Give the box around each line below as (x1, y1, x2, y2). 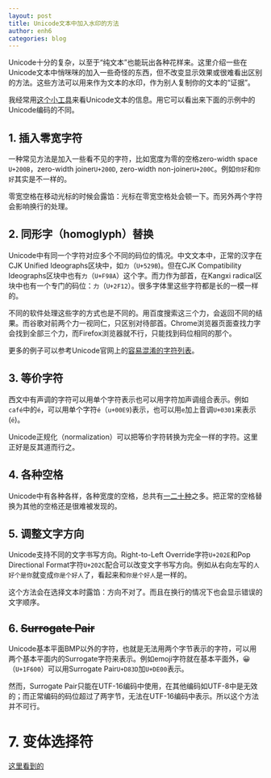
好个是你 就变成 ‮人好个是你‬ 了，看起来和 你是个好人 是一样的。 (8, 570, 192, 580)
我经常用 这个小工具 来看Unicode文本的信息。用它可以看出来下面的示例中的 (8, 95, 256, 105)
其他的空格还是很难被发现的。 (22, 501, 122, 510)
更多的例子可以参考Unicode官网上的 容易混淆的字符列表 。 (8, 345, 199, 355)
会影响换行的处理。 (8, 201, 73, 211)
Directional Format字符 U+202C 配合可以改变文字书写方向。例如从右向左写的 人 (8, 560, 260, 570)
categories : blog (8, 34, 67, 43)
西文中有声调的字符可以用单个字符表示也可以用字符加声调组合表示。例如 (8, 394, 248, 404)
